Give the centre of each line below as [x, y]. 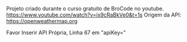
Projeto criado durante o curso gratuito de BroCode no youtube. [85, 9]
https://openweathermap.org [42, 21]
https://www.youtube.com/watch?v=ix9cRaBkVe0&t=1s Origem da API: [94, 15]
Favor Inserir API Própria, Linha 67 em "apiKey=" [66, 33]
